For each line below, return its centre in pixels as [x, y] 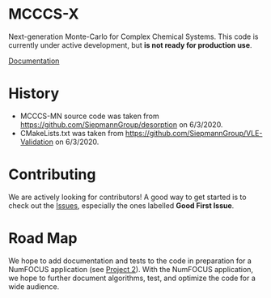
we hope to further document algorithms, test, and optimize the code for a [132, 278]
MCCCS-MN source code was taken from [89, 116]
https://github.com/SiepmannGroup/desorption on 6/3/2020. [121, 124]
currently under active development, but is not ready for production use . [130, 45]
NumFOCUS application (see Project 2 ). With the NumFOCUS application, [131, 269]
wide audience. [34, 286]
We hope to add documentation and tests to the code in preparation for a [130, 261]
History [34, 94]
